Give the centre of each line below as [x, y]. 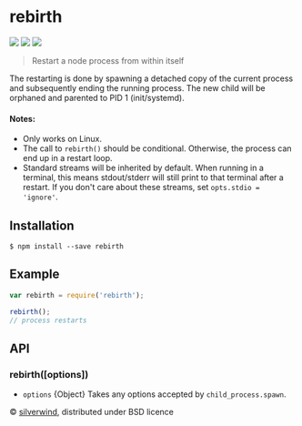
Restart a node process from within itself [108, 60]
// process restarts [49, 320]
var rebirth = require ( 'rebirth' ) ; [77, 295]
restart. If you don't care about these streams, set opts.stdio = [141, 188]
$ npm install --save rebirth [67, 246]
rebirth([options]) [49, 374]
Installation [42, 225]
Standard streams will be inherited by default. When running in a [143, 168]
